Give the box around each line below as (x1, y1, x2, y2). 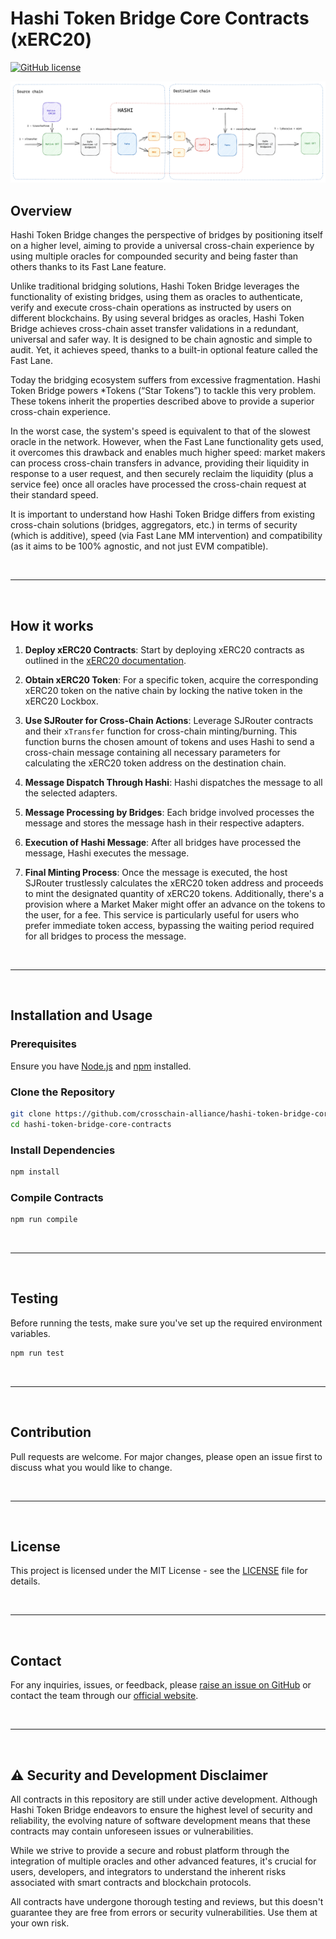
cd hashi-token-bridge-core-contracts (10, 1119, 172, 1129)
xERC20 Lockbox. (24, 695, 99, 707)
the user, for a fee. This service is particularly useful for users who (24, 908, 300, 921)
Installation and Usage (10, 1007, 153, 1024)
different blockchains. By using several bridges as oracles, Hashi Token (10, 312, 305, 324)
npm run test (10, 1348, 65, 1358)
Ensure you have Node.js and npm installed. (10, 1060, 192, 1072)
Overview (10, 202, 73, 219)
